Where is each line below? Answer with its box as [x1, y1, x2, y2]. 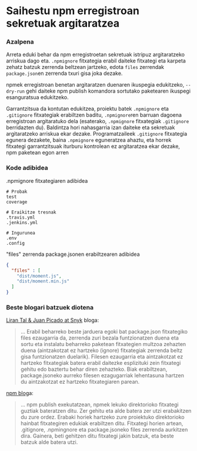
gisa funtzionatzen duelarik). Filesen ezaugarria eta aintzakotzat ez [20, 353, 183, 360]
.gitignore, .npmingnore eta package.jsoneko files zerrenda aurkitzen [20, 426, 188, 433]
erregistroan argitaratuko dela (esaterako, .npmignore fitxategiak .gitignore [6, 118, 189, 125]
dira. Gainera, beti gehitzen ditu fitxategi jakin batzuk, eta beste [20, 432, 175, 440]
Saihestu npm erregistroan [6, 4, 140, 18]
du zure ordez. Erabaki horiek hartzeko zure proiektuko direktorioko [20, 414, 185, 421]
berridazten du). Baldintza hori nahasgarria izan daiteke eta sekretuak [6, 124, 175, 131]
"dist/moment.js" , [16, 273, 62, 279]
